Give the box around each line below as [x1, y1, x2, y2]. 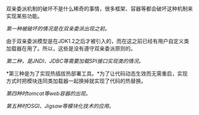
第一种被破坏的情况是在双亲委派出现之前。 [6, 25, 110, 32]
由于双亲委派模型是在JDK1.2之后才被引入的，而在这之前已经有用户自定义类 [6, 38, 190, 44]
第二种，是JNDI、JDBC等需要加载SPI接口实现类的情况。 [6, 58, 144, 64]
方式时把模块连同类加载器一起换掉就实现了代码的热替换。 [6, 77, 146, 84]
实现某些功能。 [6, 12, 43, 19]
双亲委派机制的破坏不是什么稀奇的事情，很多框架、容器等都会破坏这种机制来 [6, 5, 193, 12]
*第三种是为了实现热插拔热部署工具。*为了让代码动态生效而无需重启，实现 [6, 70, 188, 77]
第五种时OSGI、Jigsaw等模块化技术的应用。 [6, 103, 114, 109]
